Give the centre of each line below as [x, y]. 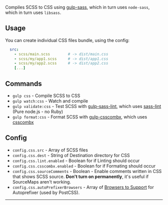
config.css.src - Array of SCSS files [50, 150]
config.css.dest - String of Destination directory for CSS [71, 155]
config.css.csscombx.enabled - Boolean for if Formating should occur [84, 166]
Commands [24, 84]
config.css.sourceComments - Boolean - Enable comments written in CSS [87, 171]
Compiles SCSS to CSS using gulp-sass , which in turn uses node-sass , [77, 7]
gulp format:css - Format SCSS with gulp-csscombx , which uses [80, 117]
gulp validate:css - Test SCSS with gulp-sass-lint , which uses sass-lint [87, 106]
